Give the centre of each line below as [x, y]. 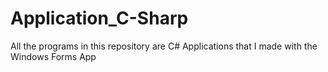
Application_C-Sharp [99, 18]
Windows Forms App [53, 56]
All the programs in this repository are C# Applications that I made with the [164, 46]
